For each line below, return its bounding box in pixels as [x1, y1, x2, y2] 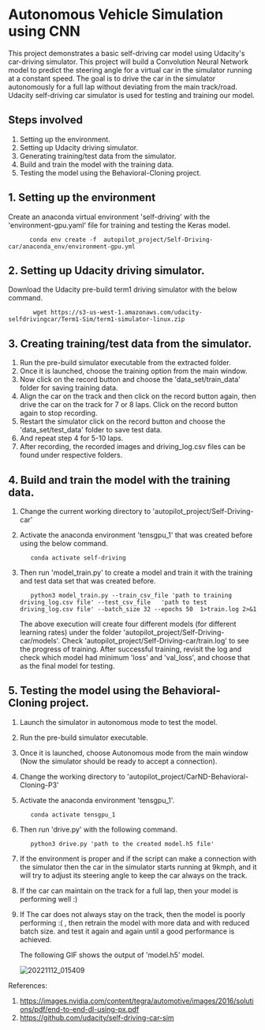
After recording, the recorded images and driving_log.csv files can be [19, 442, 246, 451]
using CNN [8, 22, 80, 40]
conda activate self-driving [30, 554, 126, 562]
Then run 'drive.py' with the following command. [19, 824, 177, 834]
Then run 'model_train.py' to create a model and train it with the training [19, 568, 253, 577]
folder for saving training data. [19, 383, 118, 393]
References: [8, 980, 47, 990]
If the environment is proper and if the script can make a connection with [19, 854, 257, 863]
